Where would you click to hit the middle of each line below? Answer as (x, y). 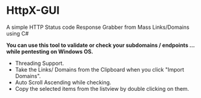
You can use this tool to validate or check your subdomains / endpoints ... (100, 45)
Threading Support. (39, 63)
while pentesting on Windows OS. (50, 51)
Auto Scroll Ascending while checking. (63, 82)
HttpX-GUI (33, 11)
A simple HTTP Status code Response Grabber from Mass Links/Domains (98, 27)
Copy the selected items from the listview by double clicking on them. (102, 88)
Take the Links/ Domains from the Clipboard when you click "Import (100, 69)
